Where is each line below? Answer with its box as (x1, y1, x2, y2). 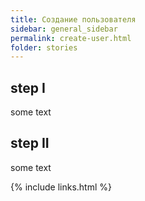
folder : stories (10, 42, 78, 53)
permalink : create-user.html (10, 33, 132, 43)
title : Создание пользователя (10, 14, 137, 25)
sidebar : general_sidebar (10, 24, 118, 34)
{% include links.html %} (10, 181, 112, 193)
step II (10, 135, 50, 152)
